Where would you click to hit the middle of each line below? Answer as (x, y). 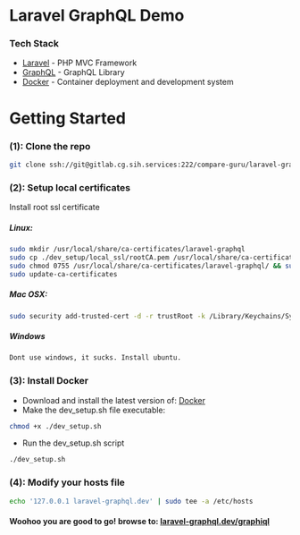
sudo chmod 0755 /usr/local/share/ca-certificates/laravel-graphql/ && (145, 266)
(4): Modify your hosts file (67, 482)
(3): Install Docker (49, 381)
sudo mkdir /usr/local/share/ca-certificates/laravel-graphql (127, 250)
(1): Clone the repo (50, 146)
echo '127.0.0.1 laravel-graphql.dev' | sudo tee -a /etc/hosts (131, 501)
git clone (28, 165)
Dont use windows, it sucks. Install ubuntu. (95, 358)
